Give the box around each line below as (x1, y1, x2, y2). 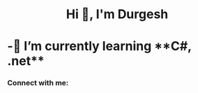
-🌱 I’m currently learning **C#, (7, 38, 192, 55)
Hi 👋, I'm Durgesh (66, 6, 169, 22)
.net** (7, 53, 45, 69)
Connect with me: (7, 78, 69, 88)
